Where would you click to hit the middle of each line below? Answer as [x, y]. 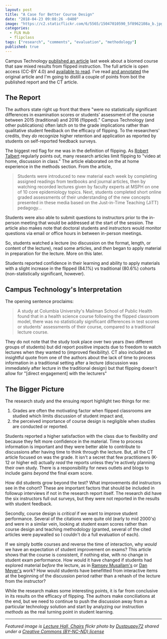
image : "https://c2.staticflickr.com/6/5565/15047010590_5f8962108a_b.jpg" [85, 24]
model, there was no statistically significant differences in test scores [88, 321]
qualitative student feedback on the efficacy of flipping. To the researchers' [83, 131]
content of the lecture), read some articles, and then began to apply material [83, 248]
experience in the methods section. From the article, [59, 166]
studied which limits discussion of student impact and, [68, 416]
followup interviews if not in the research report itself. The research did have [83, 493]
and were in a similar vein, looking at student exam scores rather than [76, 524]
